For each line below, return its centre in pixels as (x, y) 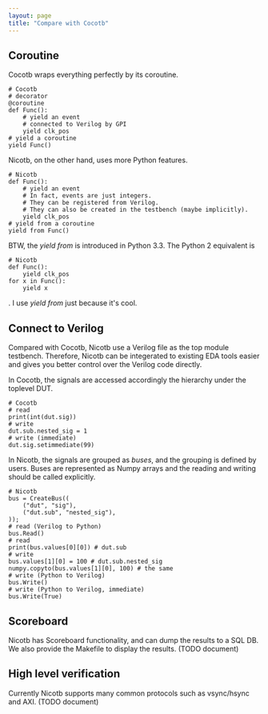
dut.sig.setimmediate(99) (51, 445)
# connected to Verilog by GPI (75, 125)
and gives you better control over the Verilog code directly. (105, 365)
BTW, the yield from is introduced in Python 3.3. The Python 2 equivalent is (132, 245)
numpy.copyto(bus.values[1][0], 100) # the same (91, 568)
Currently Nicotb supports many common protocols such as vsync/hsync (129, 693)
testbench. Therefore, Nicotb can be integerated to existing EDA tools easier (134, 356)
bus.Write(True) (35, 596)
